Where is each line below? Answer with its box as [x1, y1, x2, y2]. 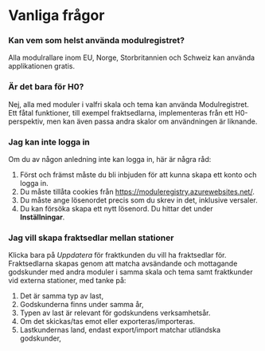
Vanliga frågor [8, 6, 105, 25]
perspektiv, [8, 116, 45, 126]
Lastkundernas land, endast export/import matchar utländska [19, 325, 221, 335]
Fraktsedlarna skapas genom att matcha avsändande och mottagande [8, 258, 238, 269]
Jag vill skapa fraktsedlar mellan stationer [8, 232, 174, 243]
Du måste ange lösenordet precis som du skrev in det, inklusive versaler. [19, 195, 258, 205]
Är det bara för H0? [8, 81, 84, 93]
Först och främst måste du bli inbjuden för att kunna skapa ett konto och [19, 170, 257, 179]
